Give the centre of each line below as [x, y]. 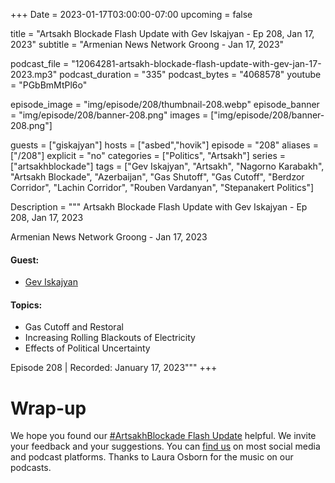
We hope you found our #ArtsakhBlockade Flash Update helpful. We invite [163, 436]
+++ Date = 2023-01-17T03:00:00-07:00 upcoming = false [131, 14]
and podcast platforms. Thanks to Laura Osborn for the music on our [152, 457]
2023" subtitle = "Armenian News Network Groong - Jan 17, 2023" [147, 44]
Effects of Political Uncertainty [87, 348]
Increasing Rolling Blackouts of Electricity [110, 338]
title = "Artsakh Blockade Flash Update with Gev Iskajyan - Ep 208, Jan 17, [162, 33]
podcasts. [31, 468]
